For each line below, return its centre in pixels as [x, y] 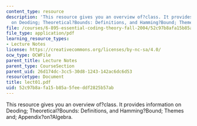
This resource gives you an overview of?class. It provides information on [94, 104]
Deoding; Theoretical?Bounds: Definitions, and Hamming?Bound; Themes [95, 110]
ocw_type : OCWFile [28, 55]
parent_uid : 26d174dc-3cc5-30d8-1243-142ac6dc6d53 [69, 71]
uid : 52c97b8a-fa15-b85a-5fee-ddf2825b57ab [60, 88]
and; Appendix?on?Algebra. [40, 117]
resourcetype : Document [35, 77]
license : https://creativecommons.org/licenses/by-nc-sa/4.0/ [84, 50]
